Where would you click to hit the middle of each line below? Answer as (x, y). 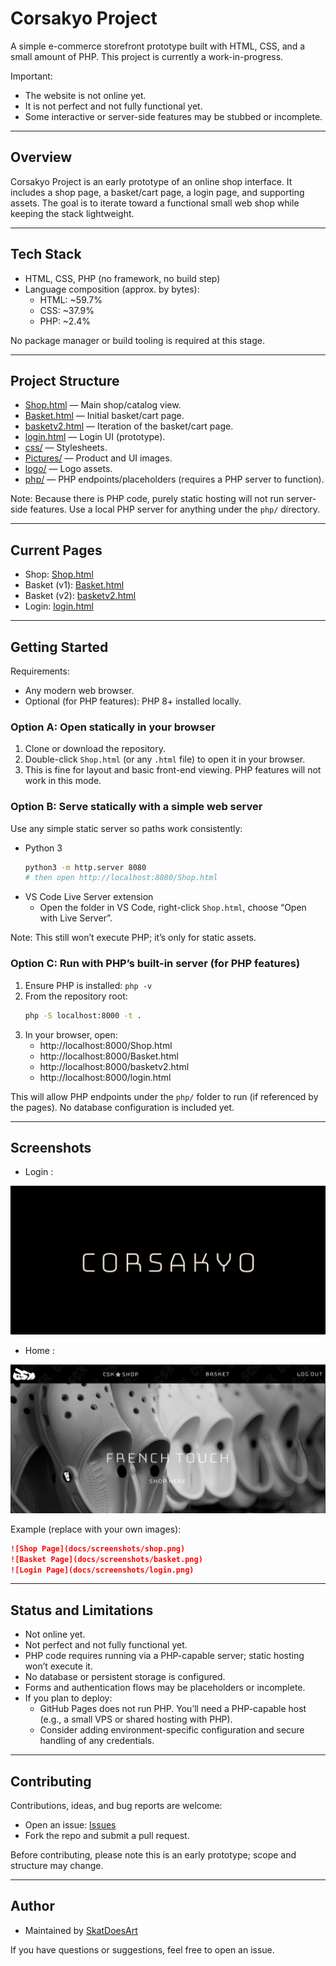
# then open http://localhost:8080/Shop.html (121, 878)
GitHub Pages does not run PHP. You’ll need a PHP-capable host (173, 1709)
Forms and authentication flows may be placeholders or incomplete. (165, 1688)
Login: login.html (59, 606)
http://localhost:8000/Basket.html (109, 1056)
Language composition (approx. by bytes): (112, 289)
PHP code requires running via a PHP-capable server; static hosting (164, 1656)
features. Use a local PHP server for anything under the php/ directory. (175, 509)
